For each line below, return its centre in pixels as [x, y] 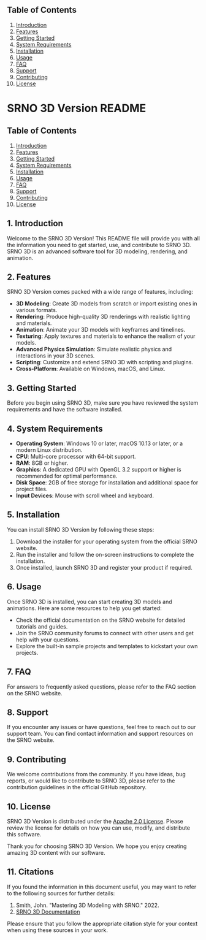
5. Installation [33, 515]
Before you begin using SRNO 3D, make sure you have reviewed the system [103, 403]
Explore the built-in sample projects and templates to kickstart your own [107, 646]
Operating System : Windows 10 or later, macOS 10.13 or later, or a [99, 443]
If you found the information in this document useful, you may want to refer [102, 887]
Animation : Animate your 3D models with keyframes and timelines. [101, 330]
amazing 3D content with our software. [56, 852]
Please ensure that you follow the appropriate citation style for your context [102, 923]
